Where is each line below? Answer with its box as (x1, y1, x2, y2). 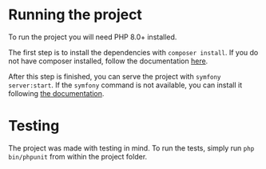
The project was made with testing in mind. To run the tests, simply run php (8, 143, 255, 153)
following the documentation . (8, 88, 105, 98)
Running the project (8, 6, 142, 24)
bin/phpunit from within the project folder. (8, 151, 148, 161)
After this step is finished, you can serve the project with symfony (8, 71, 221, 81)
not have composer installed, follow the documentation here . (8, 56, 208, 66)
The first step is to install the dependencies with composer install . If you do (8, 47, 259, 57)
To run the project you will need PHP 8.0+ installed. (8, 32, 177, 42)
